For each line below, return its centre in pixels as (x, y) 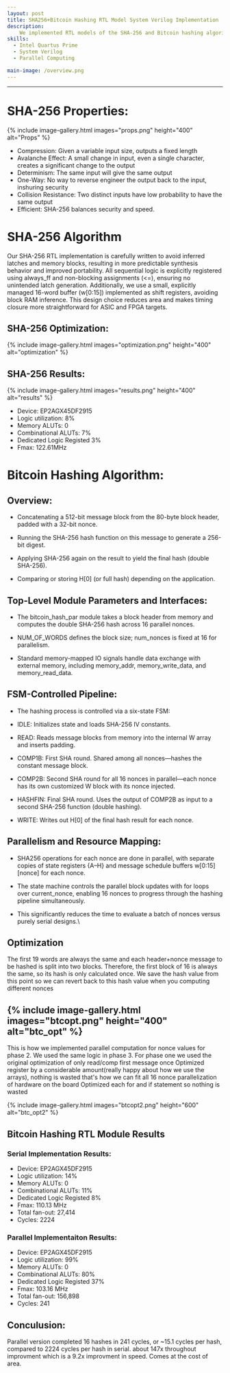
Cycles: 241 (33, 1304)
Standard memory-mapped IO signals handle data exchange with (108, 658)
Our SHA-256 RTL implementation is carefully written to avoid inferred (106, 256)
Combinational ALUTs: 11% (55, 1190)
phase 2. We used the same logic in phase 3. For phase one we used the (110, 1056)
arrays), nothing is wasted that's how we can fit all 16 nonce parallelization (112, 1077)
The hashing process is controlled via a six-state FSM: (93, 711)
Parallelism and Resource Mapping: (84, 842)
